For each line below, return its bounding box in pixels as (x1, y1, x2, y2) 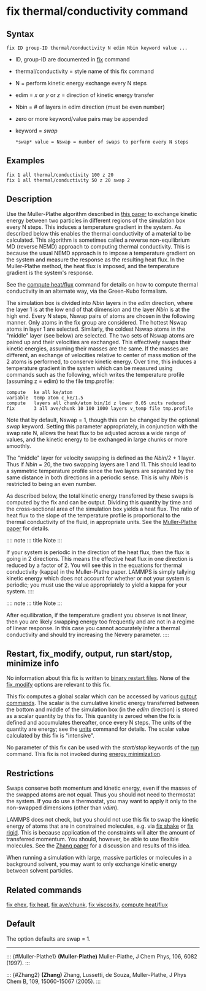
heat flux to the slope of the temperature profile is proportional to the (6, 511, 181, 519)
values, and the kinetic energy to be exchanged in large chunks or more (6, 436, 188, 443)
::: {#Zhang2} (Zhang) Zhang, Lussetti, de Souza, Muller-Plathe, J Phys (6, 971, 187, 978)
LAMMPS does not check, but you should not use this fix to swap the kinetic (6, 816, 199, 823)
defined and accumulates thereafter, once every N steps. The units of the (6, 719, 192, 727)
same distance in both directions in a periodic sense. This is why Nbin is (6, 474, 189, 481)
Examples (6, 155, 45, 166)
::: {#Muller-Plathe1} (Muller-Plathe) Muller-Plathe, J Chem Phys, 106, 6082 (6, 952, 197, 960)
